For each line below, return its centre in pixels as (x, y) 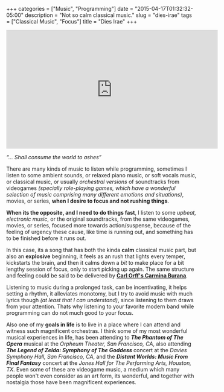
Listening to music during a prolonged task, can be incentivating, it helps (97, 287)
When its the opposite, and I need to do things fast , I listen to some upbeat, (101, 213)
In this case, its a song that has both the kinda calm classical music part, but (101, 250)
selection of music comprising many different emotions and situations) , (95, 194)
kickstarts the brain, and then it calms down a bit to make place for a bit (95, 263)
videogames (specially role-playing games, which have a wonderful (91, 188)
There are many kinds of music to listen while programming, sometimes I (97, 169)
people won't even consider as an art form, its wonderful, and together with (100, 376)
